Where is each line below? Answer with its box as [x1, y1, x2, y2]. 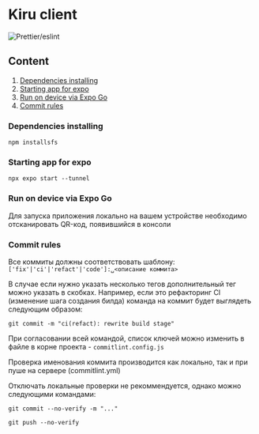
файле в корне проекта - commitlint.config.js [8, 342, 164, 351]
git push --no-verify [8, 418, 80, 426]
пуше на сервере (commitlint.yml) [8, 365, 121, 375]
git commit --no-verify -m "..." [8, 405, 118, 413]
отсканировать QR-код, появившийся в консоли [8, 219, 171, 228]
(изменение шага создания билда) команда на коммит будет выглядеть [8, 296, 252, 305]
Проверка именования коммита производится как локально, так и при [8, 357, 249, 367]
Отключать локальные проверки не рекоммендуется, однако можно [8, 381, 242, 391]
